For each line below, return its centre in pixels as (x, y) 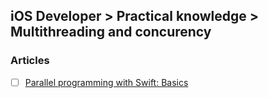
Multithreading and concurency (111, 32)
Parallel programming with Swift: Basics (106, 82)
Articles (30, 61)
